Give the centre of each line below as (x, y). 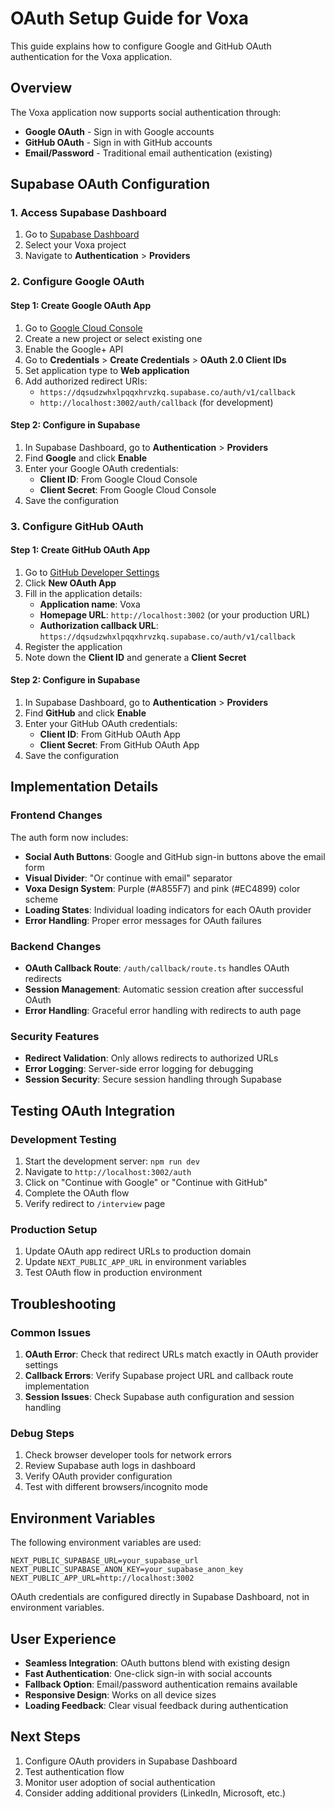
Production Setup (54, 1229)
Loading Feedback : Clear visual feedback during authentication (156, 1705)
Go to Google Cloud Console (83, 328)
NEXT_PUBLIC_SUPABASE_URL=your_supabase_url (104, 1561)
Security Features (55, 1036)
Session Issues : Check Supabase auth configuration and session (159, 1397)
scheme (41, 899)
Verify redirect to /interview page (95, 1204)
